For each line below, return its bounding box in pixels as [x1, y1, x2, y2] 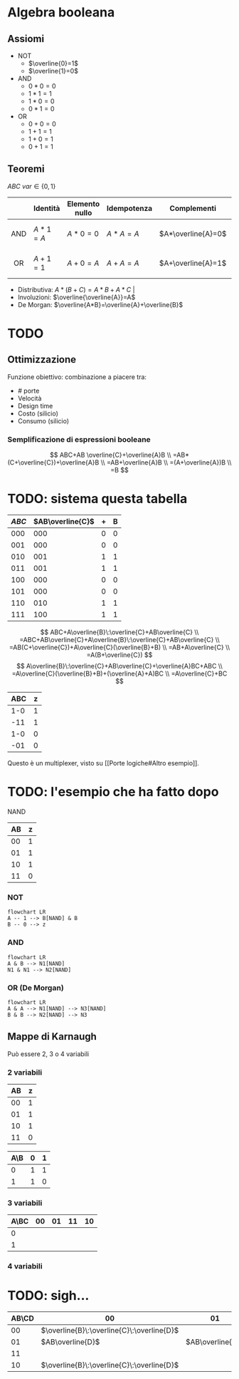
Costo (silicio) [17, 409, 58, 418]
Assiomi [7, 33, 45, 45]
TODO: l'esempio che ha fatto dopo [7, 784, 219, 800]
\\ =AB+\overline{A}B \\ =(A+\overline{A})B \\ [100, 458, 232, 467]
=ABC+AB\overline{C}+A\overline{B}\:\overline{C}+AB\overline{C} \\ [19, 636, 220, 644]
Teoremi [7, 163, 45, 175]
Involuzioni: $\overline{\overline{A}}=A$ [17, 293, 136, 301]
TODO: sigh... [7, 1288, 90, 1304]
